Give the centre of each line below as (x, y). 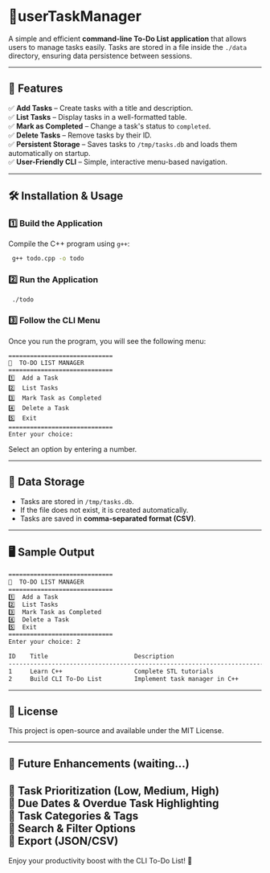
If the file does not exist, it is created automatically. (104, 510)
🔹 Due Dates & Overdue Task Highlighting (114, 803)
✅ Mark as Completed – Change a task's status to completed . (110, 126)
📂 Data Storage (47, 482)
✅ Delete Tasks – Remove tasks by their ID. (80, 135)
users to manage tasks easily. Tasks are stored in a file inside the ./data (128, 47)
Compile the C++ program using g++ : (69, 244)
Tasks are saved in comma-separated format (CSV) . (108, 518)
